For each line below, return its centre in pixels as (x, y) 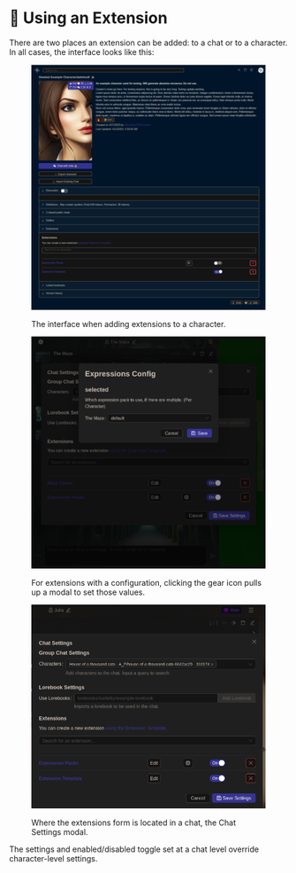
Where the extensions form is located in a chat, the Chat (134, 822)
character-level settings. (53, 859)
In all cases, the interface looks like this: (82, 51)
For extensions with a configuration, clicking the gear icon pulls (147, 583)
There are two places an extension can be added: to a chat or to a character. (148, 43)
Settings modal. (60, 832)
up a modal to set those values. (88, 592)
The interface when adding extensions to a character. (129, 323)
